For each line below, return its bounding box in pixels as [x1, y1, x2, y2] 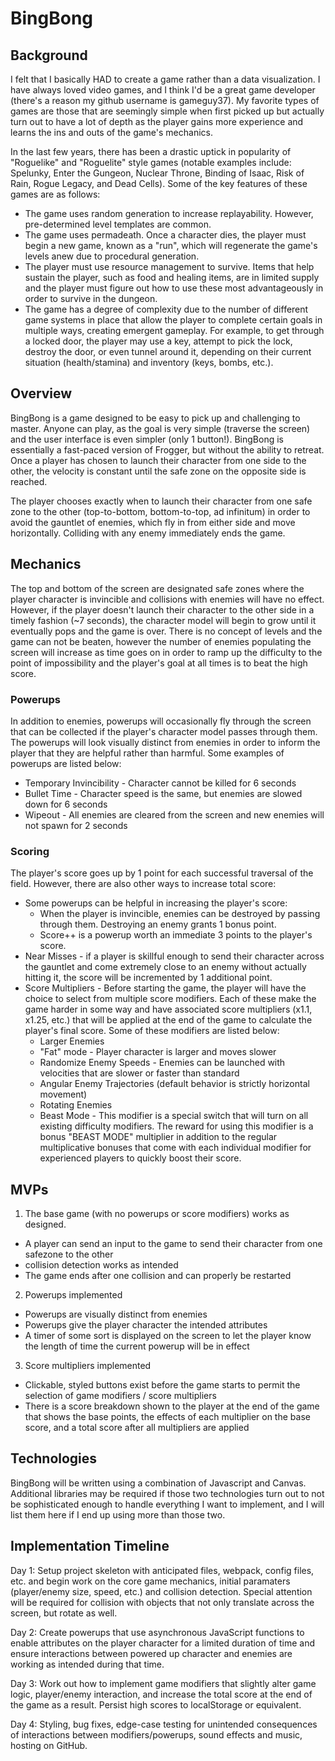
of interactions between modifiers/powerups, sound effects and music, [10, 1728, 303, 1741]
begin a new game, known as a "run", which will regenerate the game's [24, 240, 318, 251]
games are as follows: [10, 188, 101, 200]
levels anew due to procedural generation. [24, 250, 200, 262]
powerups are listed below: [10, 757, 122, 769]
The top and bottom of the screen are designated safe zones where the [10, 582, 305, 594]
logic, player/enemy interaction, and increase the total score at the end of [10, 1688, 313, 1700]
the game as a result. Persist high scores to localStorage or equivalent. [10, 1698, 302, 1711]
